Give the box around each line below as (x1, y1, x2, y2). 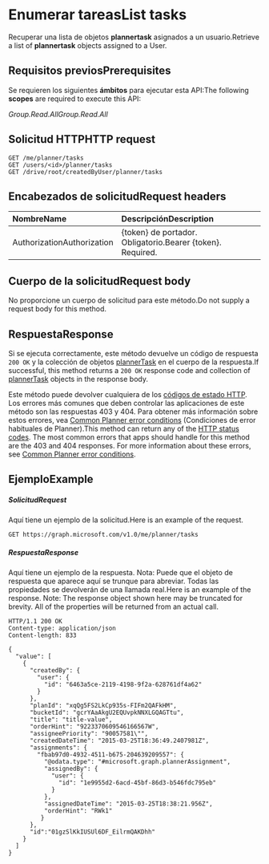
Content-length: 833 (8, 631, 78, 639)
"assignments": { (29, 744, 88, 752)
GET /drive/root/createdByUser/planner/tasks (8, 168, 163, 176)
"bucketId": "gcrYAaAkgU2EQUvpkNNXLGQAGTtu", (29, 708, 184, 717)
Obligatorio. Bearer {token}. (121, 237, 222, 248)
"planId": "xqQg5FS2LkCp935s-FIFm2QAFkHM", (29, 702, 178, 710)
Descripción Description (121, 213, 215, 225)
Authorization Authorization (12, 237, 114, 248)
